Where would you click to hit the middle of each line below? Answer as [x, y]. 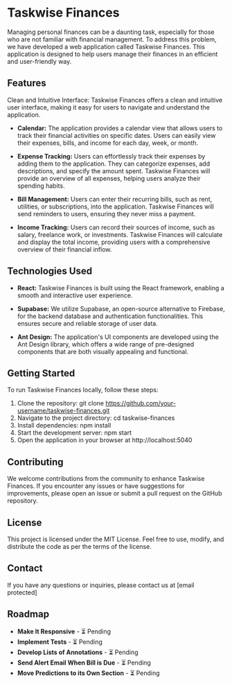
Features [27, 84]
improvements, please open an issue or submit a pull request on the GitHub [115, 493]
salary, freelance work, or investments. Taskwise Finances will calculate [120, 234]
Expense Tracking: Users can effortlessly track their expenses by [111, 156]
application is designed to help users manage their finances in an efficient [113, 54]
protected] [22, 592]
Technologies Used [50, 271]
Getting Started [41, 373]
